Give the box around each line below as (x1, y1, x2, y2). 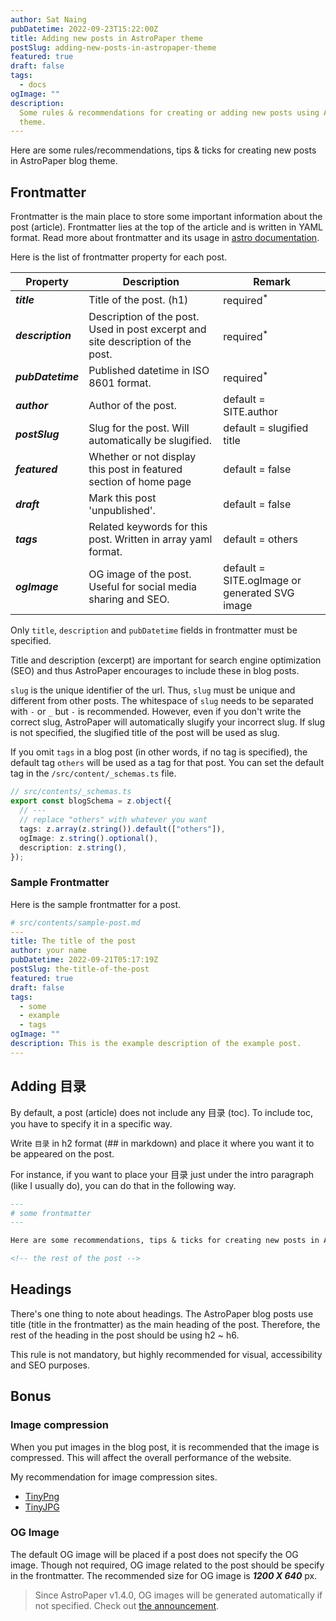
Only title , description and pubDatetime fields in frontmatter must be (10, 624, 298, 636)
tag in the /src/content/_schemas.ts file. (10, 767, 177, 780)
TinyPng (24, 1490, 60, 1502)
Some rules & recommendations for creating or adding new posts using (19, 107, 320, 118)
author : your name (10, 946, 87, 956)
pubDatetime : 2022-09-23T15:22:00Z (10, 24, 159, 34)
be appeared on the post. (10, 1147, 115, 1160)
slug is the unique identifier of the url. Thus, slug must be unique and (10, 684, 296, 696)
